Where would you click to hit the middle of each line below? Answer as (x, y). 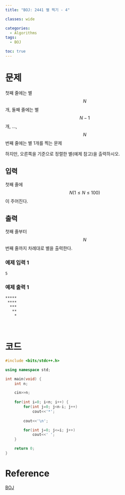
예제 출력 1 (17, 287)
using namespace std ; (28, 370)
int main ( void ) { (23, 379)
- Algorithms (23, 33)
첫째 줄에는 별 (19, 93)
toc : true (16, 52)
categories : (18, 28)
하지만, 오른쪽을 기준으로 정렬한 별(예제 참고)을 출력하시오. (62, 154)
